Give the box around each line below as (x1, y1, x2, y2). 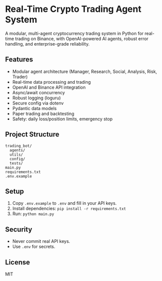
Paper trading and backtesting (12, 111, 74, 116)
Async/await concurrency (12, 89, 65, 95)
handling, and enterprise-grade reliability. (5, 41, 90, 47)
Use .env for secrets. (12, 244, 55, 250)
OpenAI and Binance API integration (12, 84, 86, 90)
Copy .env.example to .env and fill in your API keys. (12, 200, 117, 206)
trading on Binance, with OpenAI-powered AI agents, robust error (15, 36, 149, 42)
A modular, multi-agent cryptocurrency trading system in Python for (5, 30, 144, 36)
